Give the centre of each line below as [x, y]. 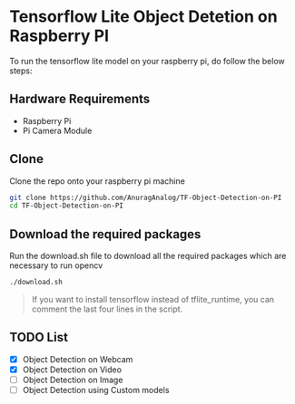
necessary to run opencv [56, 265]
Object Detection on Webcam [78, 359]
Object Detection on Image [73, 380]
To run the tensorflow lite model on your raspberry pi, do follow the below [147, 61]
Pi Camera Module [57, 130]
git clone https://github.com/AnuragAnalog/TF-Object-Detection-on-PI [146, 197]
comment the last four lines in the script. [107, 309]
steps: [21, 71]
